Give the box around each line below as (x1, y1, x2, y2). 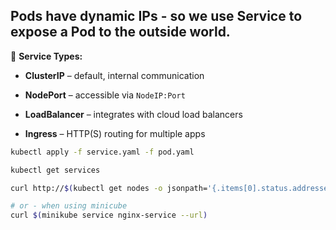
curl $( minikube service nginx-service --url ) (10, 210, 208, 221)
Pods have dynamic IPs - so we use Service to (10, 8, 303, 25)
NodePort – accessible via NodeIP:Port (24, 89, 186, 101)
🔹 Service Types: (10, 50, 83, 62)
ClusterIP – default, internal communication (24, 69, 205, 81)
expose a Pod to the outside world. (10, 24, 231, 41)
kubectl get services (10, 165, 101, 175)
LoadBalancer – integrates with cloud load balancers (24, 108, 243, 120)
